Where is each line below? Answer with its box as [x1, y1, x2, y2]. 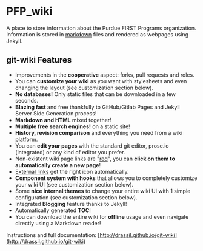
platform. [15, 136, 38, 143]
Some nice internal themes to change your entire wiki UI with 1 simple [15, 187, 191, 194]
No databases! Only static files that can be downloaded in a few [15, 90, 176, 98]
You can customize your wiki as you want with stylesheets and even [15, 77, 187, 84]
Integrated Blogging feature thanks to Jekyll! [15, 200, 127, 207]
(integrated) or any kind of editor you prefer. [15, 148, 125, 156]
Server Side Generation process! [15, 109, 97, 117]
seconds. [15, 97, 39, 104]
